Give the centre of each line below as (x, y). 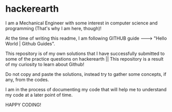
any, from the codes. (27, 79)
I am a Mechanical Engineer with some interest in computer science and (82, 23)
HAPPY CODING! (23, 104)
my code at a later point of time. (39, 95)
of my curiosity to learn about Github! (45, 64)
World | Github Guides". (30, 43)
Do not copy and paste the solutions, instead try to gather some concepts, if (86, 74)
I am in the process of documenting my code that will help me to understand (86, 89)
